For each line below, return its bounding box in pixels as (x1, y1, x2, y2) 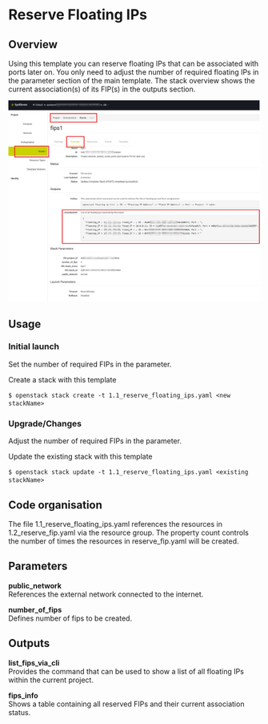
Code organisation (8, 498, 102, 512)
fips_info (8, 690, 38, 700)
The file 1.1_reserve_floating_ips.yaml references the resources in (8, 519, 222, 528)
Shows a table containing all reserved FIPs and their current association (8, 699, 245, 709)
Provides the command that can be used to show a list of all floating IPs (8, 666, 244, 676)
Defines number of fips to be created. (8, 613, 133, 623)
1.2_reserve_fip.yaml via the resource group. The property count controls (8, 528, 250, 537)
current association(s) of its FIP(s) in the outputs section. (8, 84, 196, 94)
